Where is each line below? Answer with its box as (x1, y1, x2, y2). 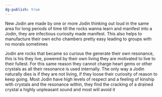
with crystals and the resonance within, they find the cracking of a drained (5, 81, 153, 87)
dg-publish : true (5, 7, 40, 12)
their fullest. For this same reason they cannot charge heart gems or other (5, 61, 152, 66)
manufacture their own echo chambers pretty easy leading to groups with (5, 36, 152, 42)
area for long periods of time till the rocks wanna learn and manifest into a (5, 25, 152, 32)
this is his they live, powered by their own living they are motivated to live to (5, 55, 156, 61)
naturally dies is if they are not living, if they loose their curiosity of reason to (5, 71, 158, 77)
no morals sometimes (5, 41, 48, 47)
